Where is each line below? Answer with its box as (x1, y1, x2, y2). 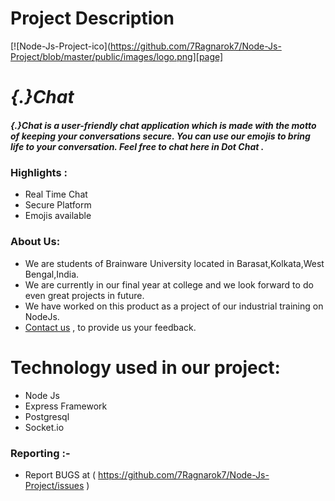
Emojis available (24, 210, 92, 222)
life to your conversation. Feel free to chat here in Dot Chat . (10, 140, 265, 152)
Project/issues (24, 480, 85, 491)
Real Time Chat (24, 188, 88, 201)
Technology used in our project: (10, 356, 281, 379)
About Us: (10, 235, 61, 249)
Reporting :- (10, 446, 71, 460)
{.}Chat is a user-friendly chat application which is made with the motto (10, 119, 317, 131)
